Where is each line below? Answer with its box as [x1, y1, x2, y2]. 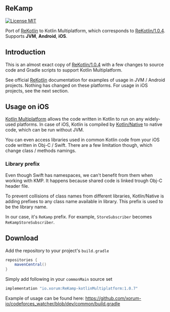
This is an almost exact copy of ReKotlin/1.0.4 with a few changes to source [5, 61, 164, 68]
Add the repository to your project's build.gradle [5, 248, 109, 254]
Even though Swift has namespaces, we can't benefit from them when [5, 172, 153, 178]
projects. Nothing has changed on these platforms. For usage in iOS [5, 82, 148, 88]
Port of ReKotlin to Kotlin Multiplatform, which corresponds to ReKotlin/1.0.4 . [5, 28, 165, 34]
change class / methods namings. [5, 148, 77, 154]
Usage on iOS [5, 102, 50, 112]
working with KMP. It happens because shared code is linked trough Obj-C [5, 177, 162, 184]
